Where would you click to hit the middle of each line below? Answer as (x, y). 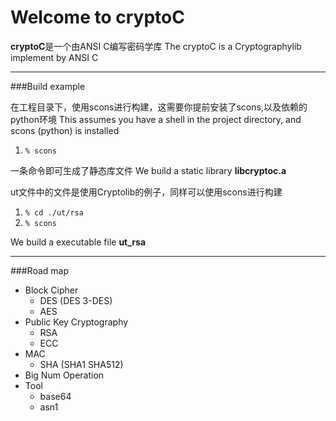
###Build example (48, 86)
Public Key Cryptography (76, 322)
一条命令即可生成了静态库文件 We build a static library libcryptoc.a (148, 170)
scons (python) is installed (65, 130)
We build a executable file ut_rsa (78, 242)
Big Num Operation (64, 375)
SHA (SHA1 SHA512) (81, 364)
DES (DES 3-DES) (76, 300)
